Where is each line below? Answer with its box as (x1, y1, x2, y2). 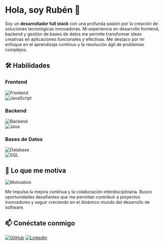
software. (5, 204, 24, 210)
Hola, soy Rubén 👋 (5, 4, 81, 16)
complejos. (5, 47, 27, 52)
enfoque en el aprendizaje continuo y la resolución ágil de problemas (5, 41, 144, 47)
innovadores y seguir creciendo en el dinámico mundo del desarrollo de (5, 199, 150, 205)
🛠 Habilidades (5, 61, 50, 70)
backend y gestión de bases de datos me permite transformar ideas (5, 31, 142, 37)
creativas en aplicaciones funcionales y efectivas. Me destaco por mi (5, 36, 145, 42)
